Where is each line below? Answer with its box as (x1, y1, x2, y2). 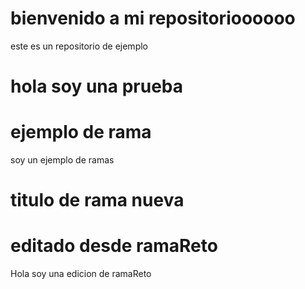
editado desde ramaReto (10, 235, 218, 257)
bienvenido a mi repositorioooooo (10, 7, 296, 30)
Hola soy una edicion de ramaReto (10, 268, 152, 280)
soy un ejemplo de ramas (10, 154, 115, 166)
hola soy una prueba (10, 75, 184, 98)
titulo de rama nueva (10, 189, 185, 212)
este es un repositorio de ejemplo (10, 40, 148, 52)
